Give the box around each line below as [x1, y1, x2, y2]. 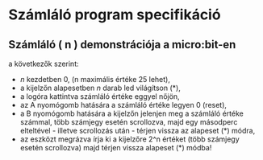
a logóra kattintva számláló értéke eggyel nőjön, [19, 92, 180, 101]
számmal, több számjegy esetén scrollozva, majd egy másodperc [19, 117, 238, 126]
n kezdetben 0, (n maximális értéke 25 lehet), [19, 75, 171, 84]
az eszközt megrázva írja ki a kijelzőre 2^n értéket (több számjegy [19, 134, 240, 144]
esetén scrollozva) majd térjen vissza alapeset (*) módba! [19, 143, 212, 152]
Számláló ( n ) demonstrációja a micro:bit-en [8, 38, 236, 51]
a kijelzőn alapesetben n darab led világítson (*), [19, 83, 182, 92]
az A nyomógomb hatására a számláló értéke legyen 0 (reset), [19, 101, 228, 109]
